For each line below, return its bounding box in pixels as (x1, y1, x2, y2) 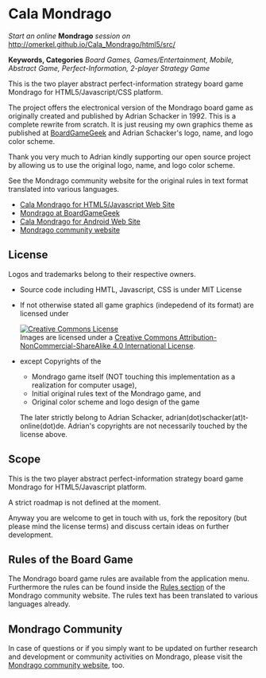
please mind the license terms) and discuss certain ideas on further (8, 521, 229, 531)
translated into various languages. (8, 184, 120, 193)
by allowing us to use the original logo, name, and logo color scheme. (8, 160, 236, 169)
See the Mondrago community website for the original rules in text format (8, 176, 249, 185)
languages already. (8, 599, 71, 609)
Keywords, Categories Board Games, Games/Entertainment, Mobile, (8, 55, 234, 64)
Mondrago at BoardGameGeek (19, 208, 121, 217)
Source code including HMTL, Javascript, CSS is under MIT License (19, 284, 242, 294)
